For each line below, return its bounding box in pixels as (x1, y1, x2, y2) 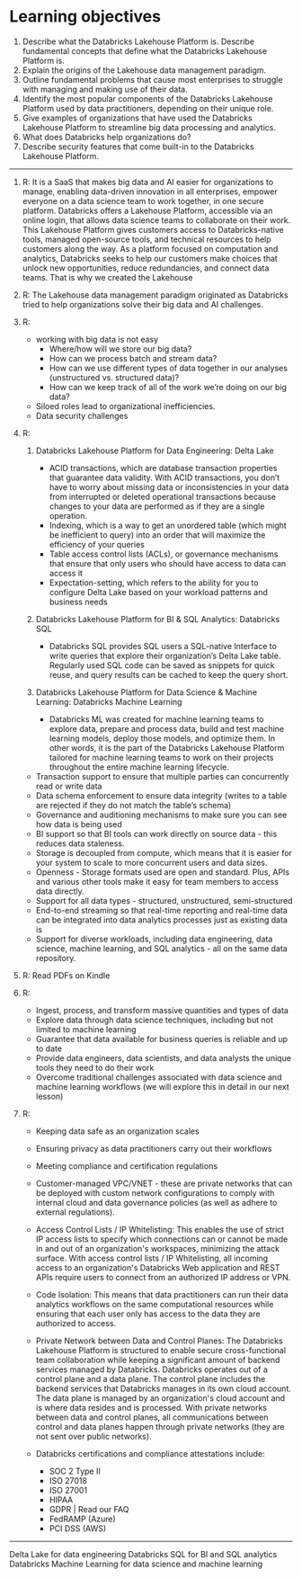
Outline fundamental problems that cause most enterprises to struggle (22, 74, 283, 85)
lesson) (35, 1091, 64, 1101)
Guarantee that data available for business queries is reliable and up (35, 1033, 288, 1044)
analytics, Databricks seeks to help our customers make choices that (22, 253, 279, 263)
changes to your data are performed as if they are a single (49, 501, 265, 512)
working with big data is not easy (35, 334, 159, 344)
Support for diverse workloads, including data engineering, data (35, 933, 273, 944)
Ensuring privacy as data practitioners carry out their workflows (35, 1143, 272, 1154)
